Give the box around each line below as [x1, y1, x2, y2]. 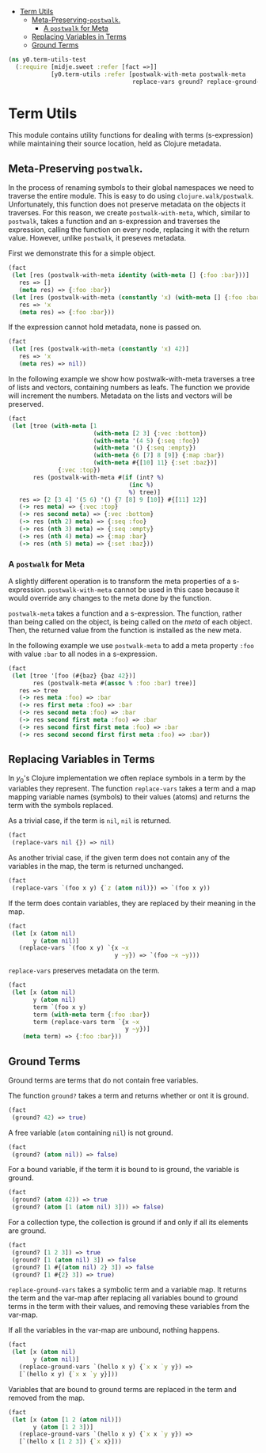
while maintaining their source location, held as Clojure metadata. [8, 138, 222, 149]
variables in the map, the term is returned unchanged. [8, 862, 184, 871]
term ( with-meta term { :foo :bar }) [32, 1011, 150, 1019]
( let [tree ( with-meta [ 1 [11, 422, 97, 430]
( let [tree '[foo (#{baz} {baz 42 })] [11, 672, 136, 680]
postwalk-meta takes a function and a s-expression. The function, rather [8, 609, 243, 618]
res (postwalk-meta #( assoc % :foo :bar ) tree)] [32, 679, 196, 687]
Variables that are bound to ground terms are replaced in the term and [8, 1384, 237, 1394]
